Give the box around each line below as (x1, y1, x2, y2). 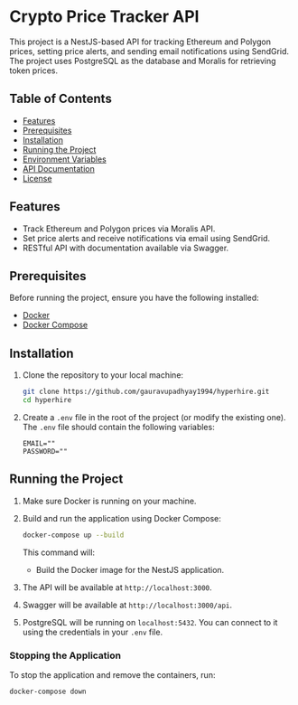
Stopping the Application (9, 649, 122, 662)
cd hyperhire (22, 396, 72, 405)
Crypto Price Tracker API (9, 6, 200, 27)
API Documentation (22, 163, 95, 174)
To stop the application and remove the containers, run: (9, 669, 216, 680)
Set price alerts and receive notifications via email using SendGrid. (22, 232, 271, 243)
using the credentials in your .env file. (22, 626, 163, 637)
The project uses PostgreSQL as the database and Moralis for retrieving (9, 55, 277, 66)
